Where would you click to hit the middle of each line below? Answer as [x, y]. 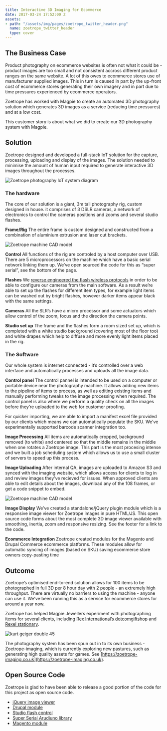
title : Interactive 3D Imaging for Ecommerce [53, 10]
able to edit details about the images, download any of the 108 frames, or [80, 484]
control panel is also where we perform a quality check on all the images [80, 402]
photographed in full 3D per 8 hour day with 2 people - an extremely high [81, 588]
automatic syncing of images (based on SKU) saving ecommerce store [78, 550]
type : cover [22, 33]
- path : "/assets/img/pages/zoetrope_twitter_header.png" [67, 24]
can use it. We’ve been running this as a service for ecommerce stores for [81, 599]
